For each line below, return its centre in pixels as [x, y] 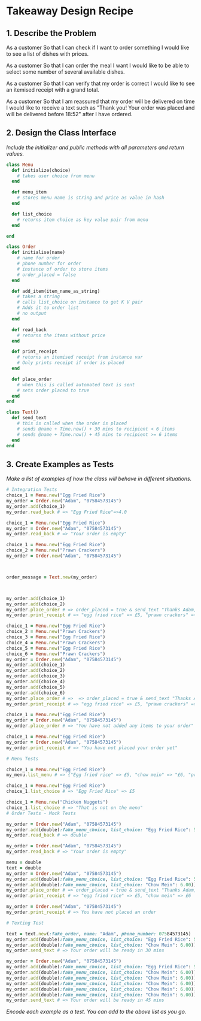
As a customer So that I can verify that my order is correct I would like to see [100, 83]
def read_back [29, 330]
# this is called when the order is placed [72, 423]
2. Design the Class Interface [61, 133]
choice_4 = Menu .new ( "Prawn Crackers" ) [56, 643]
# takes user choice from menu [56, 176]
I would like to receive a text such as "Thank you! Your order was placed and [100, 108]
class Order [21, 247]
